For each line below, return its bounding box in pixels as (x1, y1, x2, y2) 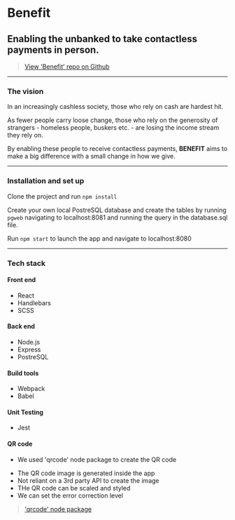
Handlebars (17, 298, 51, 307)
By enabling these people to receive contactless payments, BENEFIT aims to (7, 145, 228, 153)
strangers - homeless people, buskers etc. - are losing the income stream (7, 124, 220, 132)
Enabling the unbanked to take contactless (7, 33, 198, 45)
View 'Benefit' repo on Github (24, 62, 110, 71)
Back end (7, 322, 35, 331)
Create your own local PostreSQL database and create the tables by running (7, 206, 227, 214)
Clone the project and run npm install (7, 192, 117, 201)
